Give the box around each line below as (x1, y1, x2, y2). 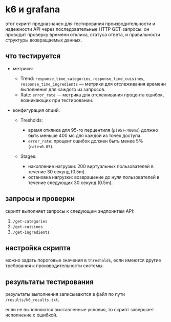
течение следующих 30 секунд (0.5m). (28, 179, 113, 186)
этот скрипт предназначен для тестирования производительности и (5, 21, 155, 27)
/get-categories (12, 219, 48, 224)
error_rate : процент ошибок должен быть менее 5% (28, 137, 143, 144)
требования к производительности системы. (5, 263, 104, 269)
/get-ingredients (12, 230, 50, 235)
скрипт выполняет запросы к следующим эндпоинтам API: (5, 208, 135, 214)
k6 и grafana (5, 4, 60, 15)
